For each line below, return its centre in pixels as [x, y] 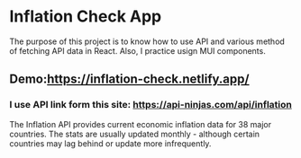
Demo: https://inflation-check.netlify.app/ [129, 79]
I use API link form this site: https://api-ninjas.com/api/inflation [151, 105]
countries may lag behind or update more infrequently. [110, 143]
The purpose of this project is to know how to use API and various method [147, 41]
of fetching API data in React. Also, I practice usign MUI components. [137, 50]
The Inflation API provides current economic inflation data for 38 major [141, 124]
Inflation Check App [86, 17]
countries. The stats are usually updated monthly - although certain [134, 134]
